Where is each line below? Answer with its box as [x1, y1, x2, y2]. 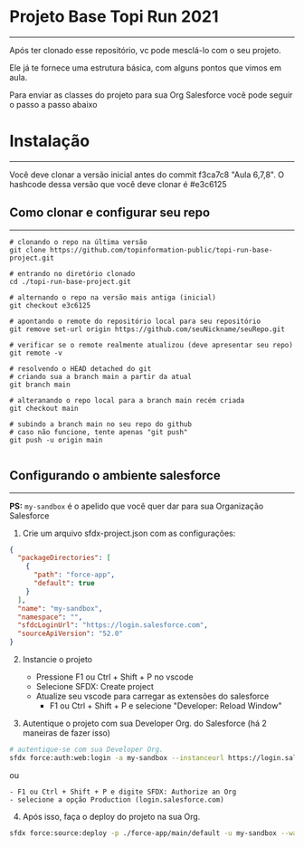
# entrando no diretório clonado [9, 269, 136, 278]
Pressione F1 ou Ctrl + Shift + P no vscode [35, 671, 194, 682]
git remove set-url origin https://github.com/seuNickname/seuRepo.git [9, 324, 285, 334]
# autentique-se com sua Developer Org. [9, 745, 165, 754]
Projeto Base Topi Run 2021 [9, 6, 219, 27]
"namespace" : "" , [17, 613, 83, 622]
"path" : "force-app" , [33, 570, 116, 580]
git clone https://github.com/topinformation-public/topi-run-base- [9, 245, 273, 254]
